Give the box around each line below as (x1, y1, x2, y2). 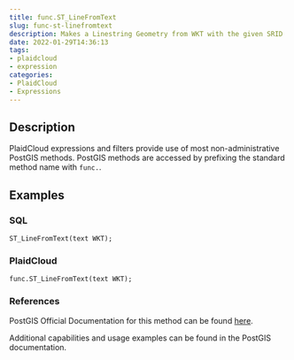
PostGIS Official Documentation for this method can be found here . (9, 315, 254, 326)
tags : (9, 46, 29, 55)
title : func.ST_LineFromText (9, 12, 117, 22)
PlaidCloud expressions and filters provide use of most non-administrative (9, 143, 280, 154)
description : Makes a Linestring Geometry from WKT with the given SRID (9, 29, 283, 38)
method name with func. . (9, 162, 102, 172)
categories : (9, 71, 53, 80)
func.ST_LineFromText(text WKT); (9, 275, 133, 284)
